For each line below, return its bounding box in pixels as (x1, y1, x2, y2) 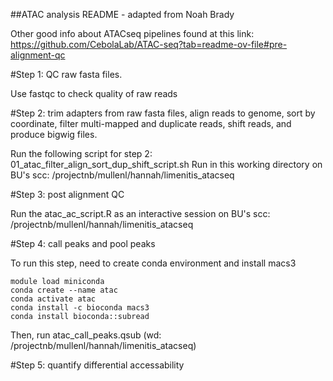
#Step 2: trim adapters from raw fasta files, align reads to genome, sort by (10, 107, 316, 119)
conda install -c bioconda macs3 (10, 303, 150, 313)
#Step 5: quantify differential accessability (10, 359, 185, 371)
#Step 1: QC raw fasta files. (10, 69, 123, 80)
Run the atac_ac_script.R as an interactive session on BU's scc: (10, 208, 271, 219)
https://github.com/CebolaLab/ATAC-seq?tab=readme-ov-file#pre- (10, 39, 288, 50)
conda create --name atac (10, 285, 118, 295)
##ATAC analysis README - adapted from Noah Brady (10, 9, 235, 20)
